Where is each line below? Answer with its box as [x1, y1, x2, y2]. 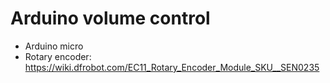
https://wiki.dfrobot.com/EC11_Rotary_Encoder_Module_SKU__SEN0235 [24, 61, 320, 73]
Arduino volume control [10, 7, 211, 30]
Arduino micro [24, 40, 84, 52]
